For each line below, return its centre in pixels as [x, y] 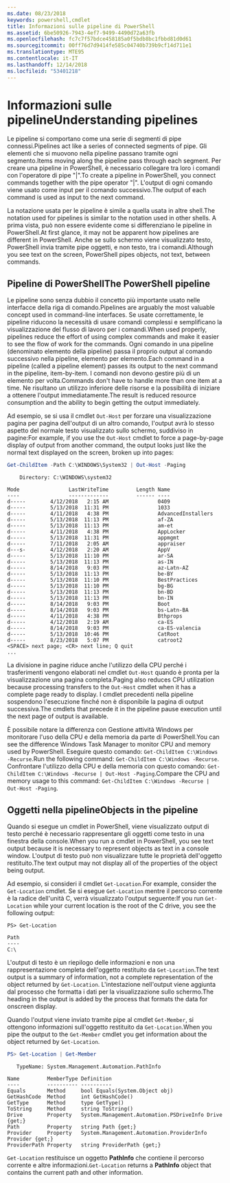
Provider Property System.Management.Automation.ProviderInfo [107, 1133]
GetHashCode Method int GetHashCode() [70, 1097]
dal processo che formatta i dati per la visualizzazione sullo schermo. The [111, 992]
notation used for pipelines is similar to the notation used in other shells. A [112, 218]
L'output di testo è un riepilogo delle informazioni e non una [91, 962]
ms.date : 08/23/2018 [37, 13]
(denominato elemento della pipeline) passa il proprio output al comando [110, 351]
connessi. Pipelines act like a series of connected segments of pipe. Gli [107, 146]
